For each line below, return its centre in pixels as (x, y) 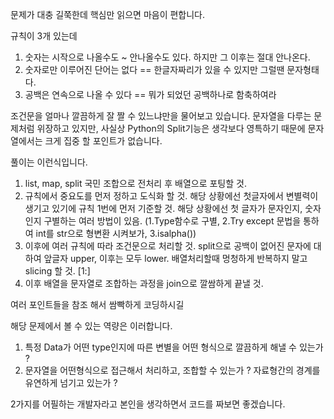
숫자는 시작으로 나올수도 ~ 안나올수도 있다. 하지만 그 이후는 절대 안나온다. (167, 57)
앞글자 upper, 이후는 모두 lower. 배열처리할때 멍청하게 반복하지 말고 (175, 258)
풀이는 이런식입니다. (49, 162)
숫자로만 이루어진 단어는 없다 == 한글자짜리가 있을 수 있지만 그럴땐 (154, 69)
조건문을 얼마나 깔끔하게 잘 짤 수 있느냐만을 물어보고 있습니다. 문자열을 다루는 (161, 116)
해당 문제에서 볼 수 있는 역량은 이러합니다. (91, 326)
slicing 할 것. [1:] (57, 271)
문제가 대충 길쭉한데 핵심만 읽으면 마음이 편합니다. (108, 14)
